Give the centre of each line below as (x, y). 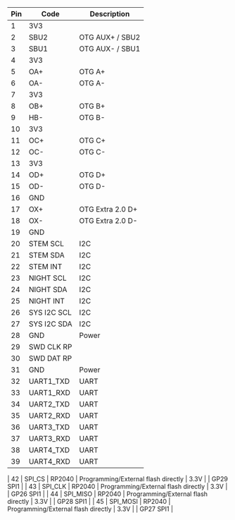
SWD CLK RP (50, 347)
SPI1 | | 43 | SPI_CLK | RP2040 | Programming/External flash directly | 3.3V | (118, 486)
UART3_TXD (49, 427)
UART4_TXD (49, 450)
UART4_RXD (49, 461)
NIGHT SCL (47, 278)
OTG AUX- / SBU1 (110, 49)
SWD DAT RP (50, 358)
